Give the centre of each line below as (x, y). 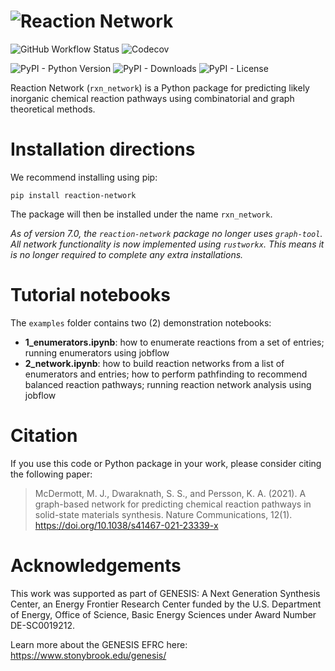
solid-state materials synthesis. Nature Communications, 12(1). (163, 514)
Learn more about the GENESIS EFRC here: (99, 644)
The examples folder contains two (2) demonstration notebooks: (141, 322)
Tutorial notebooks (90, 295)
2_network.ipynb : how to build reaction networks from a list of (154, 363)
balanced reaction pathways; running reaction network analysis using (168, 384)
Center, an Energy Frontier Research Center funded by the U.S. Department (166, 604)
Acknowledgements (96, 565)
